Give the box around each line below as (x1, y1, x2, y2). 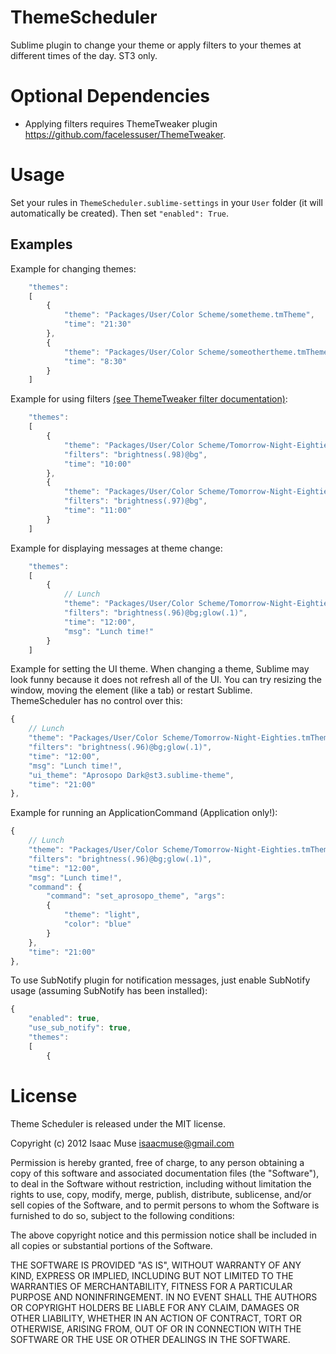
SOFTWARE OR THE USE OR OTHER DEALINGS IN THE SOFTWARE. (10, 1333, 291, 1345)
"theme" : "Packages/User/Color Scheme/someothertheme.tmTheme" (63, 347, 333, 357)
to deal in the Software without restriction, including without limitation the (10, 1177, 312, 1190)
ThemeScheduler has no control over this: (10, 695, 183, 707)
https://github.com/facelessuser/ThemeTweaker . (24, 128, 227, 140)
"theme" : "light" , (63, 910, 141, 920)
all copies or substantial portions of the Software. (10, 1239, 213, 1251)
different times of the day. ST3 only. (10, 49, 158, 61)
